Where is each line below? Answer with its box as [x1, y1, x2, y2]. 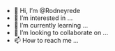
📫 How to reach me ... [13, 37, 79, 44]
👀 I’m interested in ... [13, 14, 73, 22]
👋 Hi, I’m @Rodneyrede [13, 7, 81, 14]
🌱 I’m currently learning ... [13, 21, 89, 29]
